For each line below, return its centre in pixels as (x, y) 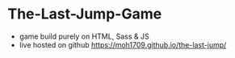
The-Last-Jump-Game (85, 14)
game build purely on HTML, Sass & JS (84, 36)
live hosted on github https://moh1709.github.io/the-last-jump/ (123, 44)
